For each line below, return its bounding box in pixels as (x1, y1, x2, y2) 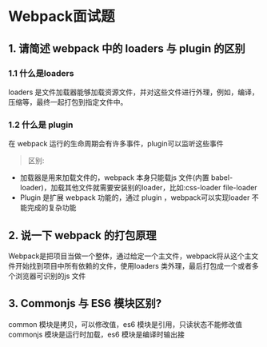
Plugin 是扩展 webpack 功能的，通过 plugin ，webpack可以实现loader (19, 193, 250, 202)
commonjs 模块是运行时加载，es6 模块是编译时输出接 (8, 329, 185, 339)
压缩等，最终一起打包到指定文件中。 (8, 97, 128, 106)
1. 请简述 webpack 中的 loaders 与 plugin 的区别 (8, 42, 245, 55)
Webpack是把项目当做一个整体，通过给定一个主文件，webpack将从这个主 (8, 251, 252, 261)
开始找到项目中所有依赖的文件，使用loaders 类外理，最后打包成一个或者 (14, 261, 253, 270)
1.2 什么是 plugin (8, 119, 74, 130)
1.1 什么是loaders (8, 67, 74, 78)
